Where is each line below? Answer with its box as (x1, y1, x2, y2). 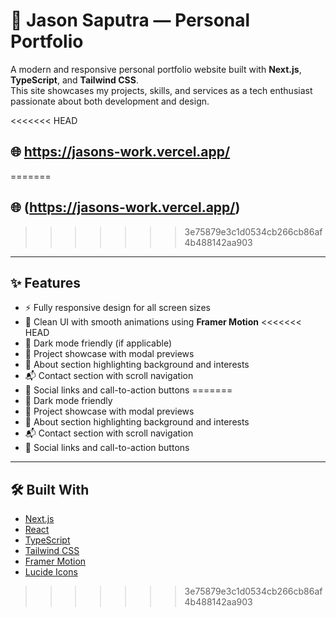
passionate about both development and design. (10, 95, 210, 107)
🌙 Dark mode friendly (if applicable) (24, 337, 173, 349)
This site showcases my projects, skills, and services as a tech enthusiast (10, 84, 313, 96)
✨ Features (10, 274, 81, 291)
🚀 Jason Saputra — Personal (10, 9, 251, 32)
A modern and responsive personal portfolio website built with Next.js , (10, 63, 302, 75)
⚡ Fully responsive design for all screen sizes (24, 302, 211, 314)
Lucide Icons (24, 566, 78, 578)
